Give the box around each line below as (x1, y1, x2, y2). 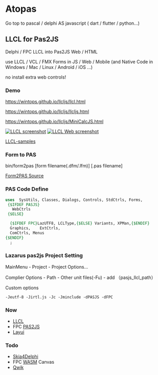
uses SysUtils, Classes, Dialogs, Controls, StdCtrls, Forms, (5, 197, 143, 202)
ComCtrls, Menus (10, 230, 44, 235)
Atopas (5, 3, 37, 15)
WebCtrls (12, 207, 31, 212)
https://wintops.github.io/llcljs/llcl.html (5, 99, 86, 105)
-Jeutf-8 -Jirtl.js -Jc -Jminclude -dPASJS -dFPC (5, 294, 114, 299)
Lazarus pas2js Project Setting (5, 252, 83, 259)
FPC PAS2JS (12, 324, 40, 330)
